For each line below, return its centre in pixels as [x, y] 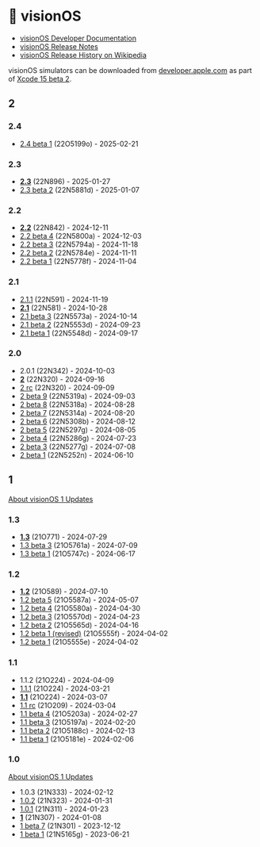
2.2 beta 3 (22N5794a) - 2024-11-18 [79, 244]
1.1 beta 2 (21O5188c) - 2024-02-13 [77, 730]
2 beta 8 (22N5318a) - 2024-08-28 [77, 404]
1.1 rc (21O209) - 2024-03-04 [68, 705]
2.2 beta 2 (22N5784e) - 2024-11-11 [78, 253]
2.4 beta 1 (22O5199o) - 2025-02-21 [79, 144]
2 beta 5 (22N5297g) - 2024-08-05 [78, 429]
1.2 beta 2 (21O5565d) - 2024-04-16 [79, 625]
